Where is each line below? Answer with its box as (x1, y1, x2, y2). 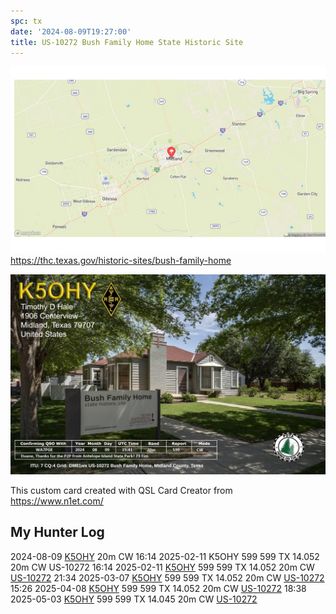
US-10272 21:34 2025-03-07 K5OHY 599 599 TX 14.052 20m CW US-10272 (10, 571, 325, 584)
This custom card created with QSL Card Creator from (10, 485, 233, 497)
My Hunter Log (10, 524, 105, 541)
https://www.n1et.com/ (10, 495, 104, 507)
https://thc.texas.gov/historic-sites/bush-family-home (10, 254, 232, 266)
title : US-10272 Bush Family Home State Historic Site (10, 37, 244, 47)
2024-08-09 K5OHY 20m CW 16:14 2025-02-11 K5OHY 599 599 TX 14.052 (10, 550, 320, 562)
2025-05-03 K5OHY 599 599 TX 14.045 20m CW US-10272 (10, 593, 258, 605)
